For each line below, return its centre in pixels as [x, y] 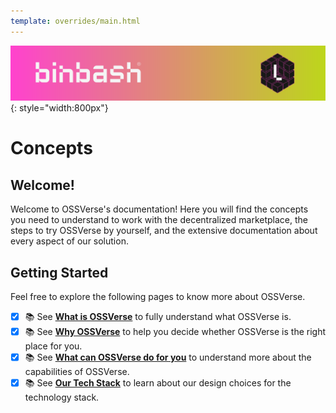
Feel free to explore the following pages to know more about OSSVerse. [158, 297]
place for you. [53, 346]
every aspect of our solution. [69, 241]
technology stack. [62, 397]
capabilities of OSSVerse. [77, 372]
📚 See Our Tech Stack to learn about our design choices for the [158, 383]
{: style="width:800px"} [59, 108]
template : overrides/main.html [75, 21]
